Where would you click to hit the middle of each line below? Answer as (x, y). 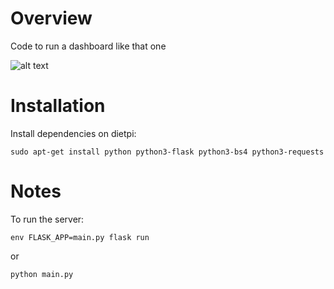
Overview (51, 18)
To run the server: (47, 219)
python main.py (42, 274)
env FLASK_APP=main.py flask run (80, 237)
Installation (58, 106)
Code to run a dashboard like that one (88, 46)
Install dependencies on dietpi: (73, 133)
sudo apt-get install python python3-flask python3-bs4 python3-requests (167, 152)
